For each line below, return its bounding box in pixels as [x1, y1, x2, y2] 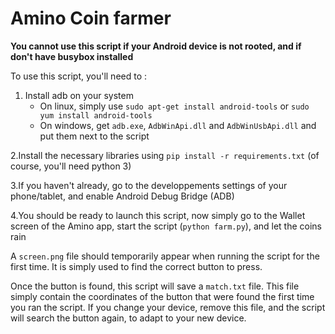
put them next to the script [39, 130, 150, 142]
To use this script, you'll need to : [10, 70, 148, 82]
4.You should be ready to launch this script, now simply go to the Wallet [10, 209, 306, 221]
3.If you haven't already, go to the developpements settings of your [10, 179, 288, 191]
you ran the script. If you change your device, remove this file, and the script [10, 301, 326, 313]
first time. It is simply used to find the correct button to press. [10, 260, 263, 272]
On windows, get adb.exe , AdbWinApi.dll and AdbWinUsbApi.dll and [39, 119, 317, 131]
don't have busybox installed [10, 50, 134, 62]
